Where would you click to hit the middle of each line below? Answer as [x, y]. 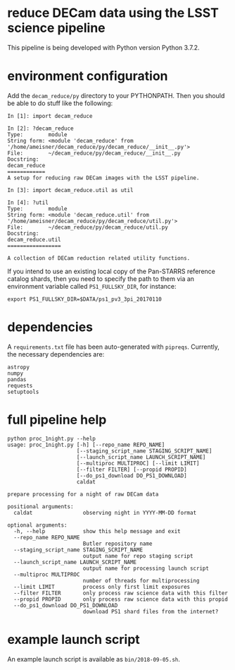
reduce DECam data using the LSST [113, 13]
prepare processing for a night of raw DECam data [83, 494]
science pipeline [56, 28]
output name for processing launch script [146, 568]
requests [20, 385]
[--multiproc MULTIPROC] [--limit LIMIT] [138, 463]
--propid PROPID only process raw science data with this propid [121, 599]
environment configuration [88, 76]
